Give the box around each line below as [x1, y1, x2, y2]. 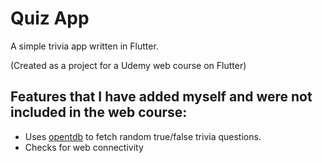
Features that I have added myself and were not [10, 88, 313, 106]
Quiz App [10, 7, 90, 30]
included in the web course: [10, 104, 188, 121]
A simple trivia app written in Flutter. [10, 40, 159, 52]
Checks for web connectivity [24, 141, 144, 153]
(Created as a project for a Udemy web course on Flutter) [10, 59, 247, 71]
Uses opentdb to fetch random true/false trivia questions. [24, 130, 262, 142]
